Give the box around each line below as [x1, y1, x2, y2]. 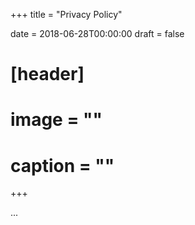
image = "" [10, 109, 103, 131]
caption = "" [10, 154, 115, 177]
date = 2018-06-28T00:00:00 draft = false [10, 28, 185, 39]
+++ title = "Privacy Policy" [10, 9, 123, 20]
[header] [10, 63, 85, 86]
